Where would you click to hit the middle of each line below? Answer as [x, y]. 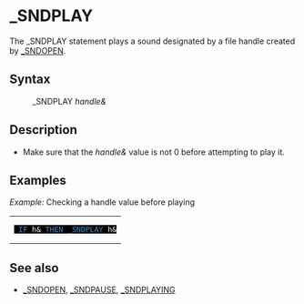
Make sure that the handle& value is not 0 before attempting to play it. [153, 152]
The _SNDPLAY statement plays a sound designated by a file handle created [152, 41]
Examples [38, 180]
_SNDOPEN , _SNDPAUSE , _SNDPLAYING [99, 290]
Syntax [30, 80]
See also [34, 268]
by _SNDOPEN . [38, 50]
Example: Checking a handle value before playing [102, 202]
